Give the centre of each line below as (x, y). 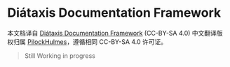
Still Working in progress (60, 55)
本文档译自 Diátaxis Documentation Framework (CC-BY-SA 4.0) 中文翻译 (112, 33)
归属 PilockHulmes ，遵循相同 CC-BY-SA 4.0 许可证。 (90, 42)
